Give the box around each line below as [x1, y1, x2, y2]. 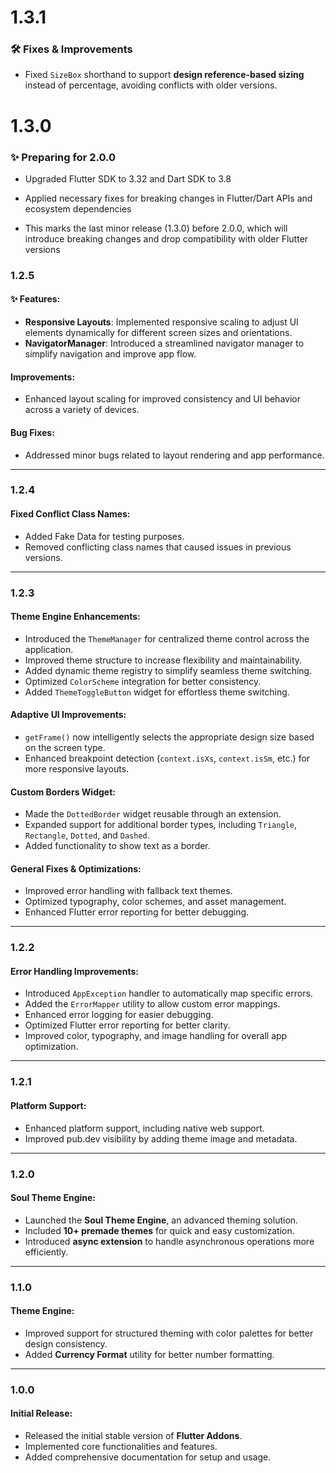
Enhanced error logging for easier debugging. [24, 1009, 214, 1021]
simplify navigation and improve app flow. [24, 348, 197, 360]
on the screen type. [24, 741, 106, 753]
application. [24, 643, 74, 655]
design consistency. [24, 1337, 108, 1350]
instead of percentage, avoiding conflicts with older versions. [24, 79, 278, 91]
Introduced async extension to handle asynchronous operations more [24, 1235, 315, 1247]
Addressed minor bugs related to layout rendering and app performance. [24, 449, 325, 461]
